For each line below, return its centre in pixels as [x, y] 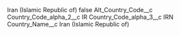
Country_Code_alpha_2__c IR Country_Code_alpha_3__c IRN [90, 17]
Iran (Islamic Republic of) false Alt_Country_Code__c [80, 10]
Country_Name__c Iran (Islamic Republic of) [68, 24]
